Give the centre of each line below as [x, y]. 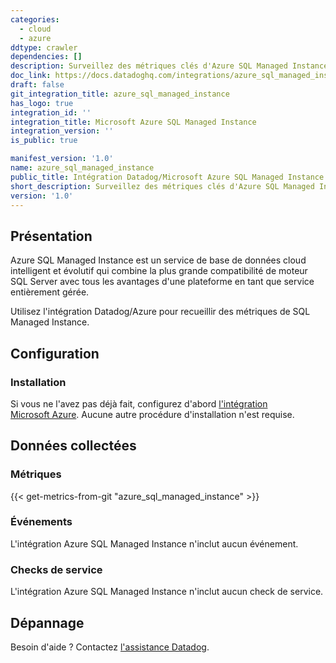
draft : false [37, 85]
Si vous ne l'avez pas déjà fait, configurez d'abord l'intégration [139, 403]
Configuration [55, 353]
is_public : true [44, 141]
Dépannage [47, 622]
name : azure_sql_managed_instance [82, 168]
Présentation [51, 236]
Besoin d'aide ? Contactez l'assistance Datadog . [110, 647]
